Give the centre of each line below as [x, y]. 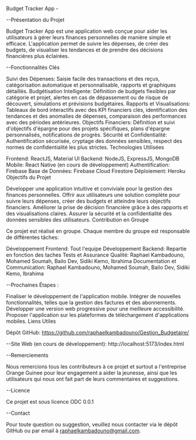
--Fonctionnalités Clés [33, 67]
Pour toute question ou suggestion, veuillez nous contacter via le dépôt [92, 424]
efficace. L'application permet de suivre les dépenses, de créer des [87, 44]
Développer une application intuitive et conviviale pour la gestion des [89, 189]
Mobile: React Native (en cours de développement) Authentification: [88, 165]
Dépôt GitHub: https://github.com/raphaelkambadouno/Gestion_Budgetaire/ [97, 332]
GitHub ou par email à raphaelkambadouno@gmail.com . [74, 431]
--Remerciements [27, 355]
